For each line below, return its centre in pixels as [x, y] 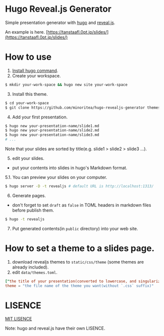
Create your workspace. [36, 76]
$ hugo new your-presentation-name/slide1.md [52, 126]
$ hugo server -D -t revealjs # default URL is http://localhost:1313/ [79, 186]
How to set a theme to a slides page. [80, 248]
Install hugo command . [35, 70]
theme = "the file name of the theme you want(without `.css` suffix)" [79, 286]
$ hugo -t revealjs [25, 219]
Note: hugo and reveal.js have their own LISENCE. [55, 328]
